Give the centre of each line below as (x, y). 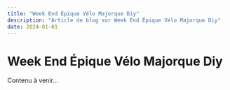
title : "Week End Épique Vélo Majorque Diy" (73, 14)
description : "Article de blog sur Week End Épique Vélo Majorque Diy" (114, 20)
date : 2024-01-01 (33, 27)
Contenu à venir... (33, 80)
